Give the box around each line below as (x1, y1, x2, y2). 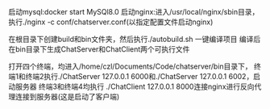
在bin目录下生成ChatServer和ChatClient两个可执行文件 (8, 44, 190, 54)
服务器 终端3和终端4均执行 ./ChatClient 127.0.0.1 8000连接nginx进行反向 (15, 82, 255, 91)
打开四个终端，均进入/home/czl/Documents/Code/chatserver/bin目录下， (8, 61, 252, 71)
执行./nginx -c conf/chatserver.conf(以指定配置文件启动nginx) (8, 17, 214, 27)
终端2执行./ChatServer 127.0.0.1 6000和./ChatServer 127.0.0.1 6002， (25, 72, 254, 81)
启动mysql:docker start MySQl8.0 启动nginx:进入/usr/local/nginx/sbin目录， (8, 7, 260, 16)
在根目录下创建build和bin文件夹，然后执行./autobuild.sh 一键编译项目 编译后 (8, 35, 261, 44)
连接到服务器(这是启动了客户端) (15, 92, 120, 101)
